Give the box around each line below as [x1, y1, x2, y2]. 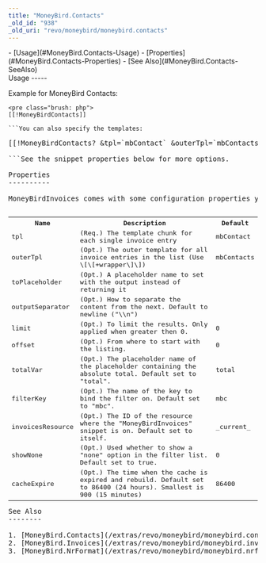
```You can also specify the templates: [8, 124, 144, 133]
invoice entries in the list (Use [79, 253, 204, 262]
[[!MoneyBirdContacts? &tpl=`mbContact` [8, 139, 168, 147]
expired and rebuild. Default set [79, 476, 204, 484]
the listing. [79, 344, 127, 353]
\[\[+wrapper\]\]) [79, 261, 146, 270]
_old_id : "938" [8, 19, 59, 27]
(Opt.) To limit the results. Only [79, 320, 208, 328]
